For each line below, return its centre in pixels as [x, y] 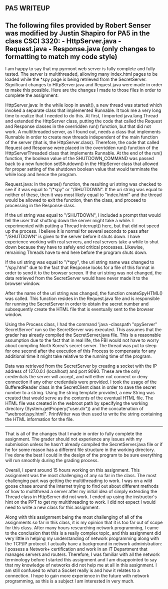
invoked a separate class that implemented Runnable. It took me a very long [83, 110]
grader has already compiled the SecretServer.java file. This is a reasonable [83, 335]
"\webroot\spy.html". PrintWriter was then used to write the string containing [84, 414]
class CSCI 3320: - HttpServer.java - [63, 41]
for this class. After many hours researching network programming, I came [82, 528]
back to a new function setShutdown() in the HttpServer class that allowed [82, 164]
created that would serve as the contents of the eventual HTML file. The [79, 398]
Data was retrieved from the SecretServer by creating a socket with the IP [81, 366]
